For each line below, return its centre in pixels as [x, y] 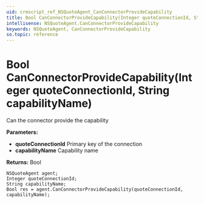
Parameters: [22, 132]
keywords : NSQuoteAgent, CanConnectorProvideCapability [78, 29]
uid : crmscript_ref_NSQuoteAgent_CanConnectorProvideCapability [89, 12]
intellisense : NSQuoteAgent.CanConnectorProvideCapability [83, 23]
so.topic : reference [32, 35]
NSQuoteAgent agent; [32, 174]
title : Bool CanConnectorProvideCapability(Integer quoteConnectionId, [99, 18]
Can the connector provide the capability [58, 121]
